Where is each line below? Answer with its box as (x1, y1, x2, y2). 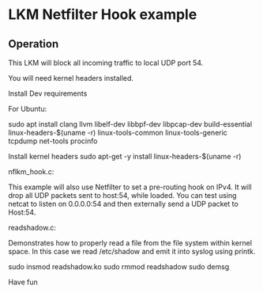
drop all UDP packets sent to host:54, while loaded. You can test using (8, 191, 237, 200)
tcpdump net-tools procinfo (8, 136, 98, 146)
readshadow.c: (8, 223, 57, 232)
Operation (8, 37, 59, 51)
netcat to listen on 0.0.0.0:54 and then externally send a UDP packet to (8, 200, 239, 208)
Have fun (8, 277, 38, 287)
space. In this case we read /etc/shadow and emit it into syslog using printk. (8, 247, 256, 256)
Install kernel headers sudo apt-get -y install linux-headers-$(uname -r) (8, 152, 242, 161)
